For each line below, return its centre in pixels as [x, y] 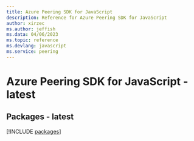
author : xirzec [26, 23]
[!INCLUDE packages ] [34, 131]
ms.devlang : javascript [36, 46]
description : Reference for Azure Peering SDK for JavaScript [87, 18]
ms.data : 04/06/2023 [33, 35]
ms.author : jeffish [31, 29]
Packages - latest [40, 117]
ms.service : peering [33, 52]
